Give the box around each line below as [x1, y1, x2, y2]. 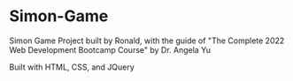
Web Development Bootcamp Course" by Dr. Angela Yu [9, 44, 211, 55]
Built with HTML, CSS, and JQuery [9, 62, 135, 72]
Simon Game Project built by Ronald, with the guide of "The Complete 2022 [9, 35, 285, 46]
